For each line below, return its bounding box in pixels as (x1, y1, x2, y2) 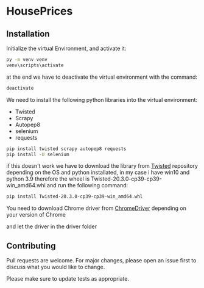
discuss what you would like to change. (6, 264, 105, 271)
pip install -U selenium (6, 151, 69, 157)
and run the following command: (46, 182, 128, 189)
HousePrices (6, 4, 73, 18)
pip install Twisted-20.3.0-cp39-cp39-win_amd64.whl (6, 193, 143, 200)
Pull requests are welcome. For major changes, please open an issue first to (6, 257, 197, 264)
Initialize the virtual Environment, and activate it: (6, 45, 127, 52)
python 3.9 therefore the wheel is (6, 175, 90, 182)
